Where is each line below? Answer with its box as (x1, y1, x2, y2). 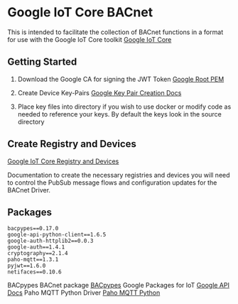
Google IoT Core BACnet (7, 4, 153, 21)
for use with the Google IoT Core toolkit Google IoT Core (7, 35, 172, 43)
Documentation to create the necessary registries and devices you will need (7, 170, 230, 179)
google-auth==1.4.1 (7, 244, 65, 251)
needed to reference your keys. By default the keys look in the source (17, 109, 222, 118)
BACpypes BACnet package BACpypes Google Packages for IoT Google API (7, 281, 229, 290)
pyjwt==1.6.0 (7, 262, 46, 270)
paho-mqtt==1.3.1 (7, 256, 59, 264)
